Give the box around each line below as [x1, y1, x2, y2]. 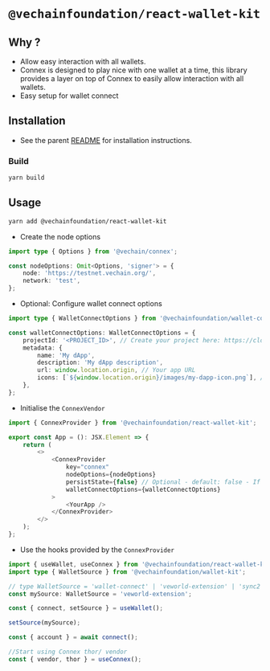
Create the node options [19, 231, 101, 241]
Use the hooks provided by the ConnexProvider [19, 545, 175, 554]
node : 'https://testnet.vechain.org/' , [22, 269, 157, 277]
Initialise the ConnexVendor [19, 403, 106, 412]
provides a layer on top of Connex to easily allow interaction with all [19, 74, 244, 83]
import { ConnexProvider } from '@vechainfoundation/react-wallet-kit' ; [8, 419, 257, 427]
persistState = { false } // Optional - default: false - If [65, 477, 261, 486]
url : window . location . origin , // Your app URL [37, 366, 196, 374]
